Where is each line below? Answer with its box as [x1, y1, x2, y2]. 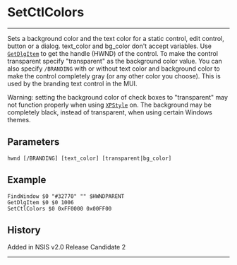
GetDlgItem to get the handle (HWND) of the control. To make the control [7, 49, 219, 57]
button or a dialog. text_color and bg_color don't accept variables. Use [7, 42, 212, 50]
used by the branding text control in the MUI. [7, 79, 138, 88]
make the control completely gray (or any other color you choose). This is [7, 71, 221, 80]
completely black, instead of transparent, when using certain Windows [7, 107, 213, 117]
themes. [7, 115, 31, 124]
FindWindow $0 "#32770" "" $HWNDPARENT [7, 192, 125, 200]
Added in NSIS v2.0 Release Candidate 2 [7, 243, 126, 252]
